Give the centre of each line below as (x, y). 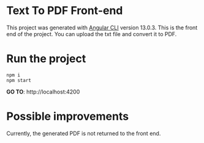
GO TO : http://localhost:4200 (43, 92)
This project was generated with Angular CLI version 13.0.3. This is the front (102, 28)
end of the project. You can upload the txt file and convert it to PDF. (92, 34)
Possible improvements (68, 116)
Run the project (46, 59)
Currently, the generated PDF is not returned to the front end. (84, 133)
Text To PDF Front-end (65, 11)
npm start (19, 80)
